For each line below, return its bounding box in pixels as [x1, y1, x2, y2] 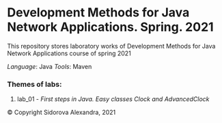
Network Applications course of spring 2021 [7, 49, 131, 57]
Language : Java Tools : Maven [7, 62, 92, 70]
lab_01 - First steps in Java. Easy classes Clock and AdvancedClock [16, 95, 210, 103]
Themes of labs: [7, 79, 62, 89]
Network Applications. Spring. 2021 [7, 19, 214, 35]
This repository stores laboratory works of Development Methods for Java [7, 42, 216, 50]
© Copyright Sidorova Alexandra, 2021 [7, 108, 116, 117]
